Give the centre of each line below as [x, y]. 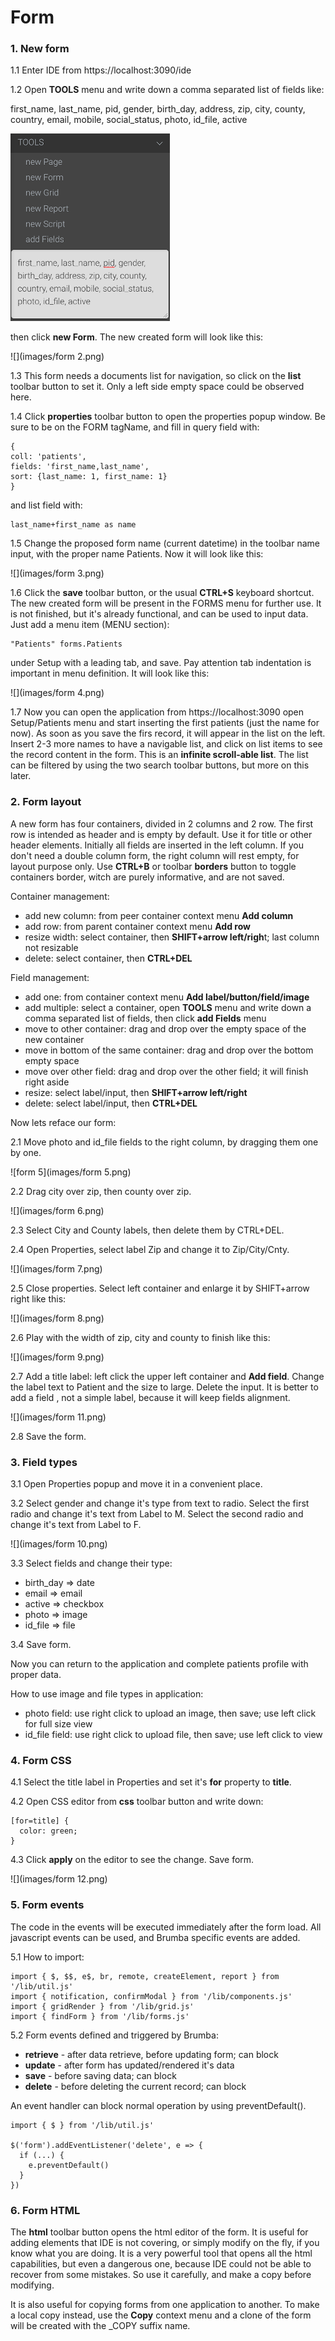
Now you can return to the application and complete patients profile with [159, 1664]
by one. [26, 1152]
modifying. [32, 2285]
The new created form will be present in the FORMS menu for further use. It [166, 603]
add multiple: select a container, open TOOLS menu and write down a [168, 1007]
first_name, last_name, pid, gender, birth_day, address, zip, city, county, [158, 109]
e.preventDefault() [69, 2165]
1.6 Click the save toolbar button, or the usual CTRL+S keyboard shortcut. [162, 593]
